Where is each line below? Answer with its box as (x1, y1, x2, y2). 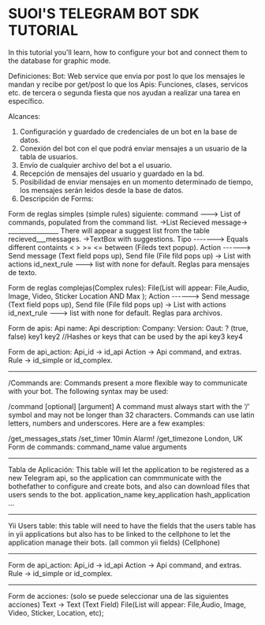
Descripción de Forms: (19, 194, 94, 203)
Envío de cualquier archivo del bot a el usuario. (19, 160, 173, 169)
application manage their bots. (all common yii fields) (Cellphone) (8, 538, 221, 547)
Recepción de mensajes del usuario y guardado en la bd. (19, 169, 205, 178)
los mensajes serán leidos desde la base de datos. (19, 185, 184, 195)
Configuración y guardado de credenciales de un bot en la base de (19, 127, 238, 136)
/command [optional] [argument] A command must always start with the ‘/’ (8, 401, 250, 411)
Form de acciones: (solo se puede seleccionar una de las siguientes (8, 591, 229, 601)
